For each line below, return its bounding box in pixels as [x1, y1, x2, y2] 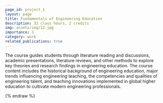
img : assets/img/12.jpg [5, 25, 54, 30]
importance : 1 [5, 30, 34, 35]
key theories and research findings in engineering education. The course [5, 62, 153, 68]
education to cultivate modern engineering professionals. [5, 83, 122, 89]
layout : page [5, 12, 32, 17]
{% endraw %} [5, 93, 35, 99]
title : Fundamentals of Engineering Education [5, 16, 102, 21]
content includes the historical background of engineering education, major [5, 68, 159, 74]
